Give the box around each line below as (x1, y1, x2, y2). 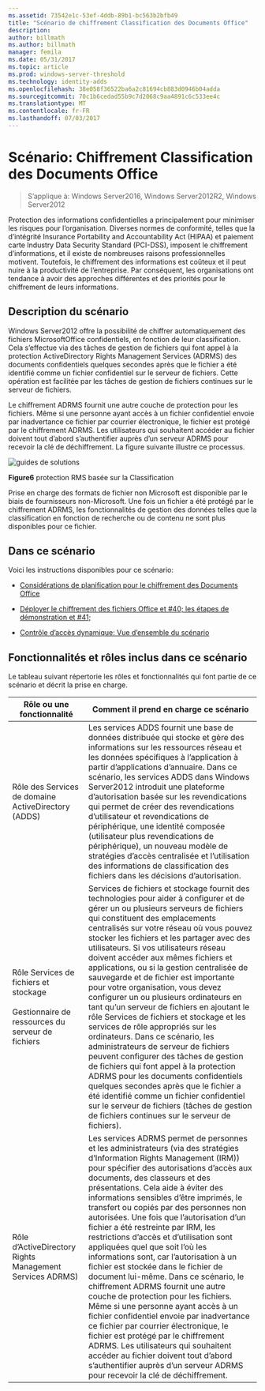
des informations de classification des (88, 860, 230, 871)
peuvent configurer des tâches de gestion (88, 1051, 244, 1062)
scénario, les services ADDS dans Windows (88, 772, 250, 783)
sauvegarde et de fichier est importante (88, 972, 235, 983)
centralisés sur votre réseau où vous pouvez (88, 923, 252, 934)
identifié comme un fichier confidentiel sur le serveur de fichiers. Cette (8, 368, 238, 378)
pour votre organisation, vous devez (88, 982, 222, 993)
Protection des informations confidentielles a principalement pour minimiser (8, 215, 255, 224)
